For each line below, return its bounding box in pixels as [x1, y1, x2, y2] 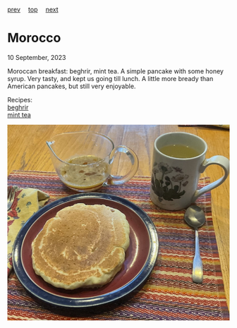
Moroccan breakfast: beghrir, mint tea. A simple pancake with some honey [7, 66, 224, 75]
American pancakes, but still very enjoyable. [7, 82, 136, 90]
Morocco [7, 30, 61, 46]
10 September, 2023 [7, 53, 66, 61]
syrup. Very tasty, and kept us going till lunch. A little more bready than [7, 74, 214, 83]
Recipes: [7, 95, 33, 104]
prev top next [7, 6, 59, 13]
